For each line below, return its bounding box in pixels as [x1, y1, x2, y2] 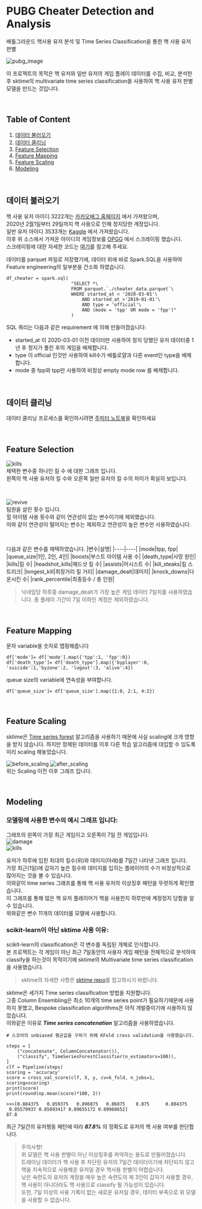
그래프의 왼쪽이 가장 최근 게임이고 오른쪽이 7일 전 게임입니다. [6, 831, 150, 838]
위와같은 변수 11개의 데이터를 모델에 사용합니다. [6, 909, 117, 916]
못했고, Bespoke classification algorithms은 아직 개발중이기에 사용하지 [17, 1004, 186, 1011]
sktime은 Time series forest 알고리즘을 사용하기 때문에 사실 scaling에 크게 [6, 733, 183, 740]
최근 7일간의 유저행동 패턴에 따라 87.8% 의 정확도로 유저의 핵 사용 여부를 [6, 1123, 178, 1130]
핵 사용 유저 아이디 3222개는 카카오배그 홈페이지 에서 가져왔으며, [6, 212, 159, 220]
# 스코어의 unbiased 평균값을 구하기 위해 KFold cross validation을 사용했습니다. [6, 1032, 194, 1038]
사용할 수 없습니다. [27, 1196, 71, 1203]
